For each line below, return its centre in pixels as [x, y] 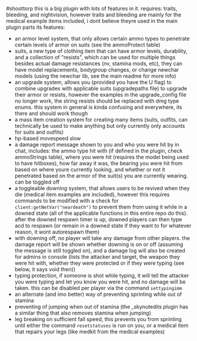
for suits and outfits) [39, 132]
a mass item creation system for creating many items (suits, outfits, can [101, 119]
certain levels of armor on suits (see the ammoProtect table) [87, 45]
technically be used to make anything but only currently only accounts [100, 126]
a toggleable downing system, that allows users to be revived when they [102, 188]
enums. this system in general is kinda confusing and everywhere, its [98, 107]
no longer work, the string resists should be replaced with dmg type [97, 101]
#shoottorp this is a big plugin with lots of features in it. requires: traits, [92, 9]
